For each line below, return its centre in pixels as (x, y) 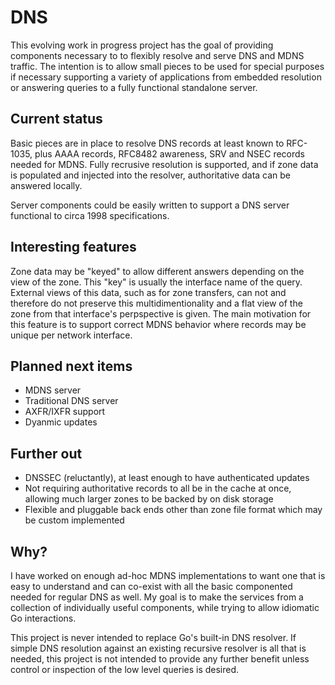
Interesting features (73, 247)
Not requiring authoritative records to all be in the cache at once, (158, 488)
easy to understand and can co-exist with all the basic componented (151, 586)
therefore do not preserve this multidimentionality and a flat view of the (156, 303)
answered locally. (46, 185)
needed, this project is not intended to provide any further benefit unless (160, 659)
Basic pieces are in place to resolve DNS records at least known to (147, 143)
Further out (46, 453)
